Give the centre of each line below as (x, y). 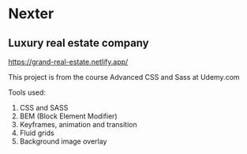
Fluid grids (37, 133)
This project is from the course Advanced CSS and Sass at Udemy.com (124, 77)
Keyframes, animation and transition (78, 124)
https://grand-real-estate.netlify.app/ (68, 62)
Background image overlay (63, 141)
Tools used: (27, 92)
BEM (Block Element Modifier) (68, 116)
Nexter (31, 14)
